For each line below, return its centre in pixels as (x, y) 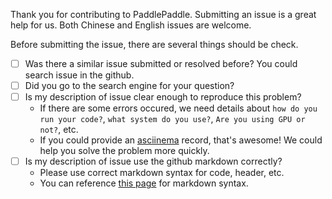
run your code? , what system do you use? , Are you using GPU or (172, 119)
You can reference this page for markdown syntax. (144, 183)
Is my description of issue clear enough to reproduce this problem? (163, 97)
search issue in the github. (79, 75)
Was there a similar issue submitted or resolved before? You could (161, 63)
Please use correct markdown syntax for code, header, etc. (162, 173)
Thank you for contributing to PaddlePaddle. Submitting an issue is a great (163, 14)
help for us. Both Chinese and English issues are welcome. (131, 25)
